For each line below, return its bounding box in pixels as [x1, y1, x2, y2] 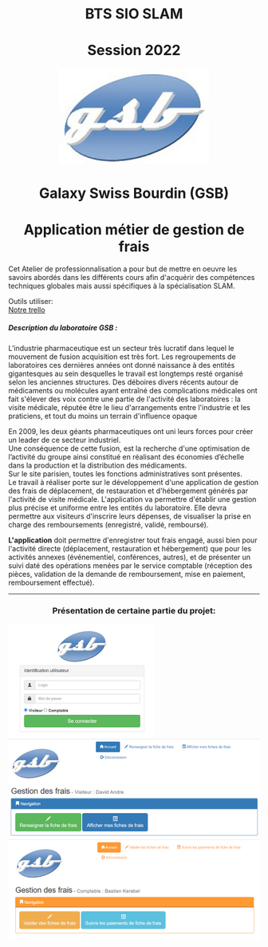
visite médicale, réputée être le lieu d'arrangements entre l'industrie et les [8, 402, 251, 412]
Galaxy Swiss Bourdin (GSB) [38, 184, 230, 202]
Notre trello [8, 305, 45, 314]
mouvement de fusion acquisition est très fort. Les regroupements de [8, 352, 237, 361]
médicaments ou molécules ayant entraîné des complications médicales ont [8, 385, 258, 395]
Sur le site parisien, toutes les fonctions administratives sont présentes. [8, 468, 243, 479]
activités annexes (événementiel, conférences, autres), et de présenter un [8, 552, 251, 562]
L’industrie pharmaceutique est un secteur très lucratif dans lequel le [8, 343, 235, 353]
